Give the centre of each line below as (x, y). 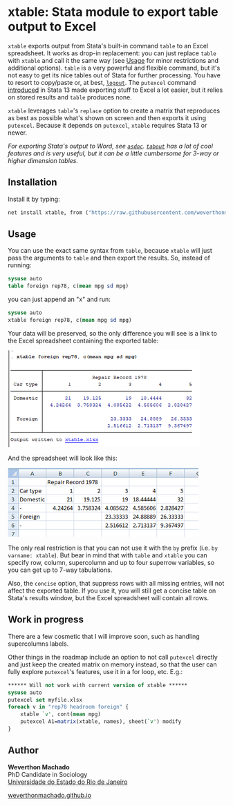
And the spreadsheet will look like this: (63, 458)
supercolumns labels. (38, 644)
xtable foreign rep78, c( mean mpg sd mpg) (70, 320)
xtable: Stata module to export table (113, 12)
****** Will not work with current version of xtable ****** (98, 685)
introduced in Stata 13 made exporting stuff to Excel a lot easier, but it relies (115, 90)
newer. (17, 133)
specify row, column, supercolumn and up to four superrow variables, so (111, 562)
